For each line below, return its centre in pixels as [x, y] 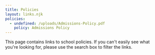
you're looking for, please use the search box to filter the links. [69, 47]
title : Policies [22, 10]
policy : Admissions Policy [42, 28]
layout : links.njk [24, 14]
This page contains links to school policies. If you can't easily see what [77, 42]
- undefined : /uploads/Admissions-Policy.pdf [57, 23]
